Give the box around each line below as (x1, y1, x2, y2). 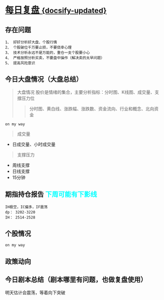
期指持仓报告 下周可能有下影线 (5, 190, 97, 199)
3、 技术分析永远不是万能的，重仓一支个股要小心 (5, 50, 90, 55)
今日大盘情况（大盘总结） (5, 75, 82, 83)
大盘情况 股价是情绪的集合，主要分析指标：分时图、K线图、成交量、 (17, 89, 155, 95)
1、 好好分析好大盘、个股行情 (5, 40, 57, 45)
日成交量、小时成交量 (12, 141, 55, 147)
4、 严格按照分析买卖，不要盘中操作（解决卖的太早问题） (5, 55, 105, 60)
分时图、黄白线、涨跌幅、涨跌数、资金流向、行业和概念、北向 (29, 106, 155, 111)
